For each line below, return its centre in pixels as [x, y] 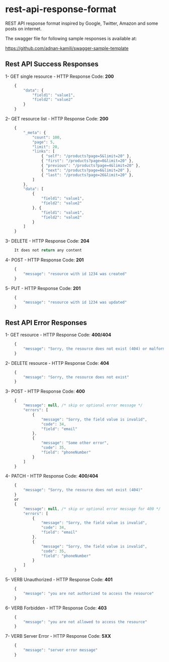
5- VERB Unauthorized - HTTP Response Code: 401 [59, 580]
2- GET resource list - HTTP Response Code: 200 [57, 119]
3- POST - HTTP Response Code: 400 [45, 391]
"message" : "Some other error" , [75, 443]
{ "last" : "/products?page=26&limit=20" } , [88, 175]
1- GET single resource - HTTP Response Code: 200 [60, 76]
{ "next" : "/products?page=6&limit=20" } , [86, 170]
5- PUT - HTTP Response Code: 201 [43, 288]
